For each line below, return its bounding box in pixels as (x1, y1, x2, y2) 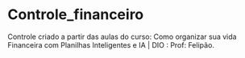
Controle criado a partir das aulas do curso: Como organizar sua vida (7, 32, 237, 41)
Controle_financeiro (7, 6, 144, 24)
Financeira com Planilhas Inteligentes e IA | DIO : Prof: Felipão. (7, 40, 215, 49)
